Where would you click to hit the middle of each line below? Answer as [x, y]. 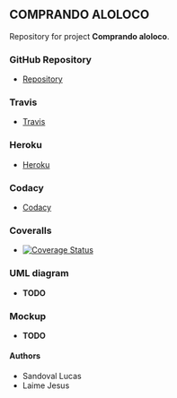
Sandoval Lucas [52, 376]
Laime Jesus [46, 385]
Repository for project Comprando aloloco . [89, 36]
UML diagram [39, 273]
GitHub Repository [51, 59]
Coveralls [31, 230]
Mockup [28, 316]
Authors [25, 356]
